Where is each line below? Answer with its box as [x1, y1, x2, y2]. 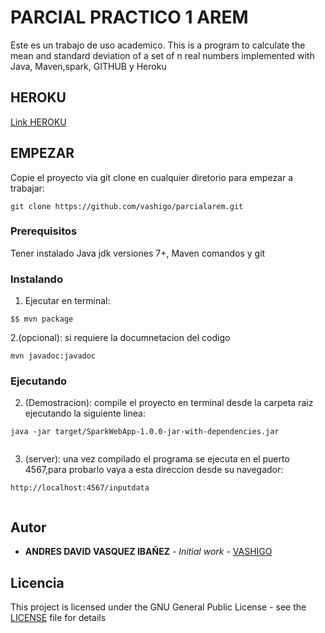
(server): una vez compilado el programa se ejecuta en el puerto [24, 453, 290, 465]
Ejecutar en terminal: [24, 295, 111, 307]
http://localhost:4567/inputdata [10, 483, 150, 493]
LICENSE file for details [10, 612, 107, 624]
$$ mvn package [10, 314, 74, 325]
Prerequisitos [10, 224, 78, 238]
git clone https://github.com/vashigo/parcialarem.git [10, 201, 244, 211]
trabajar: [10, 182, 45, 194]
